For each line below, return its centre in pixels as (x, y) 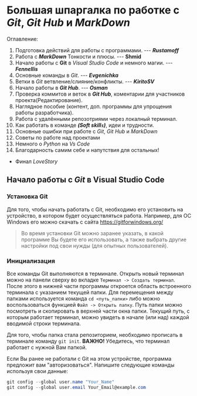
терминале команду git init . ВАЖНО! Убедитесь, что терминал (88, 341)
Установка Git (28, 197)
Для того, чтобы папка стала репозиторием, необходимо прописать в (95, 334)
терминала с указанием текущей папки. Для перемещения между (90, 292)
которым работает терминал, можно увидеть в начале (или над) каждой (98, 317)
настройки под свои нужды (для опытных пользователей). (95, 246)
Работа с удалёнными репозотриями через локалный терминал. (96, 119)
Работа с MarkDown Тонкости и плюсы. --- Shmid (78, 56)
